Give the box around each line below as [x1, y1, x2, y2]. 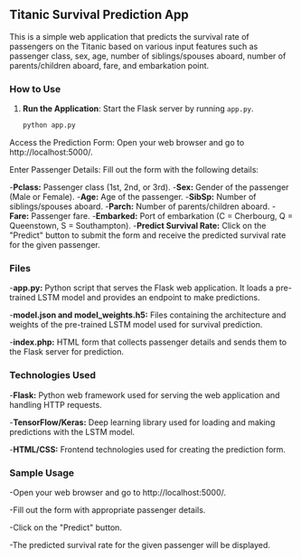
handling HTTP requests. [9, 399, 102, 410]
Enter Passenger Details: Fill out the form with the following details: [9, 164, 259, 175]
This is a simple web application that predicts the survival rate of [9, 31, 250, 42]
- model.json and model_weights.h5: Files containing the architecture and [9, 309, 287, 320]
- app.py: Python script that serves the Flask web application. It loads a [9, 282, 274, 293]
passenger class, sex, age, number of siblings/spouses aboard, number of [9, 50, 287, 62]
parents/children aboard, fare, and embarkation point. [9, 60, 210, 71]
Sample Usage [9, 466, 75, 478]
